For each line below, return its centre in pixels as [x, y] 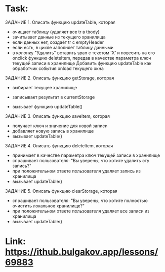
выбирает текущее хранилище [45, 87]
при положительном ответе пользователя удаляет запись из [76, 171]
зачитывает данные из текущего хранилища [59, 37]
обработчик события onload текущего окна [58, 68]
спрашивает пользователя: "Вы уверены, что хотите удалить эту [81, 160]
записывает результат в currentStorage [54, 97]
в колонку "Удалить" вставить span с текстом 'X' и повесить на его [83, 53]
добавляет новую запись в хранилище [53, 131]
